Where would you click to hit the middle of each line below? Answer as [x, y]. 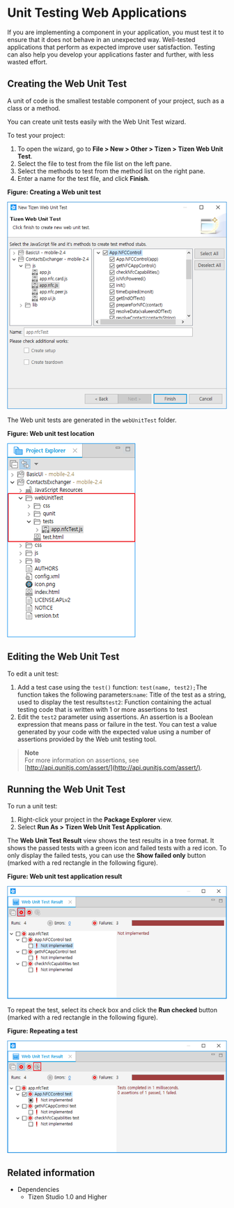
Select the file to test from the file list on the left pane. [94, 163]
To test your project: [36, 135]
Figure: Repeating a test [42, 1031]
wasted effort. [27, 61]
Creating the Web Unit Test [67, 84]
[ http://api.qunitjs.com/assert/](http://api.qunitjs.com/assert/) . [113, 767]
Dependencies [38, 1190]
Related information [51, 1173]
